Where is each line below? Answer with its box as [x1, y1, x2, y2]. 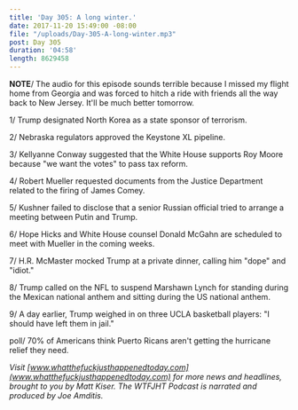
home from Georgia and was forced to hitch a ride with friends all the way [9, 88, 278, 99]
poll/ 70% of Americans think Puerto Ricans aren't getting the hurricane [9, 335, 271, 346]
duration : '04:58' [9, 46, 77, 55]
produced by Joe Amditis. [9, 390, 104, 400]
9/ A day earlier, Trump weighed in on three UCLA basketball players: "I [9, 309, 271, 319]
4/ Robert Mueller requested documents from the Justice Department [9, 176, 263, 186]
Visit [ [9, 362, 31, 373]
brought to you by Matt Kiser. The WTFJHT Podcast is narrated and [9, 381, 257, 391]
